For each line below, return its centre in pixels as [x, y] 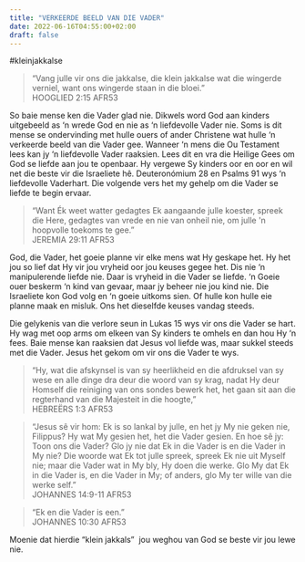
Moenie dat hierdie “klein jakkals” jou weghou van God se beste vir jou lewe [152, 540]
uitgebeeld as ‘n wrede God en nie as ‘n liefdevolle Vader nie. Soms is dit [146, 125]
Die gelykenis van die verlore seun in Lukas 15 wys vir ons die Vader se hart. [152, 324]
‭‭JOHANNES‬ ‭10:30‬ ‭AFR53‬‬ [79, 522]
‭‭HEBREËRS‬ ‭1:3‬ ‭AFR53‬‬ [72, 409]
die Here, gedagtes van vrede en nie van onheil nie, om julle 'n [149, 221]
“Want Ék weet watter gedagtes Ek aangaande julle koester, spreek [158, 211]
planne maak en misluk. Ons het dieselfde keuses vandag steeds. [132, 306]
